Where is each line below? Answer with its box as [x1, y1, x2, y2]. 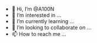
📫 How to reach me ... [11, 31, 66, 37]
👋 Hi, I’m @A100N [11, 6, 55, 12]
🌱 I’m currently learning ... [11, 18, 75, 24]
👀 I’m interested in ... [11, 12, 62, 19]
